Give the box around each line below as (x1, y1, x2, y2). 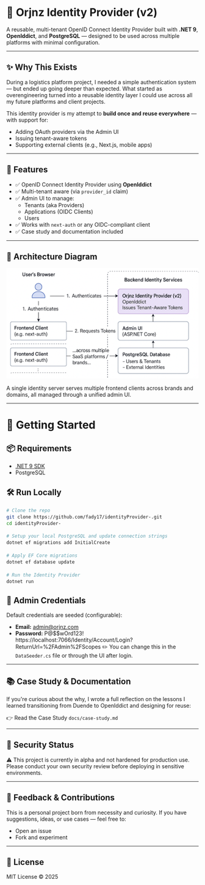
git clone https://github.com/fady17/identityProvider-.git (6, 513, 163, 520)
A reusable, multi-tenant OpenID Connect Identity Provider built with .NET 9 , (6, 26, 198, 33)
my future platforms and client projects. (6, 98, 106, 105)
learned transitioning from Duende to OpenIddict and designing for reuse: (6, 702, 191, 710)
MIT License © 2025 (6, 873, 59, 881)
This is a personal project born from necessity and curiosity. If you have (6, 809, 187, 816)
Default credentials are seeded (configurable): (6, 611, 123, 619)
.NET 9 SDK (15, 463, 45, 470)
